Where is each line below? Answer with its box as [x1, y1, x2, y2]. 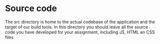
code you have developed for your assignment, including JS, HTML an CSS [5, 29, 155, 35]
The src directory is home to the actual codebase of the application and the [5, 19, 156, 25]
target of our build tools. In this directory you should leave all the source [5, 24, 148, 29]
